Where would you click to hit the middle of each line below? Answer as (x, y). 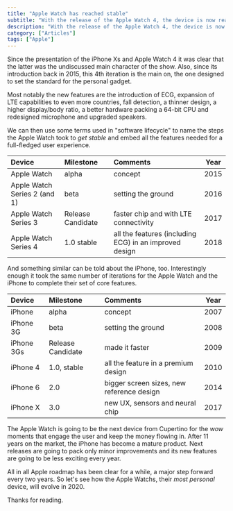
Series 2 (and (33, 194)
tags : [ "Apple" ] (31, 40)
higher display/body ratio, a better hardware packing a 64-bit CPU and (108, 110)
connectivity (133, 223)
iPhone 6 (25, 387)
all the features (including (155, 234)
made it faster (127, 348)
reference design (132, 392)
